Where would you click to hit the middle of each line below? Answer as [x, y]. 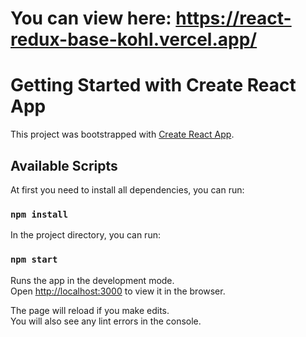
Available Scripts [64, 165]
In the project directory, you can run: [85, 235]
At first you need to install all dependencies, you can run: [127, 189]
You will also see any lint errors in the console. [106, 321]
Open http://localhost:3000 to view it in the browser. [118, 291]
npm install [39, 214]
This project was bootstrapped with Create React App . [122, 134]
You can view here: [91, 18]
